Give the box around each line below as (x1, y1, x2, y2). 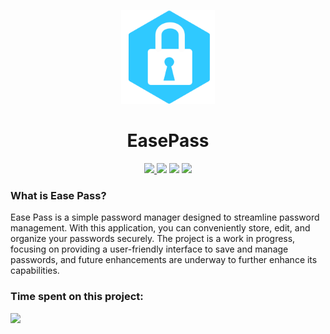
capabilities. (10, 265, 60, 277)
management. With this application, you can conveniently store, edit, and (10, 222, 311, 234)
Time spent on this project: (10, 290, 144, 304)
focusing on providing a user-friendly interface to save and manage (10, 243, 289, 255)
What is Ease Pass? (10, 188, 107, 202)
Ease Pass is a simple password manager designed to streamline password (10, 211, 320, 224)
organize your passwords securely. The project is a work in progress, (10, 233, 296, 245)
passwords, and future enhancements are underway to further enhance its (10, 254, 318, 266)
